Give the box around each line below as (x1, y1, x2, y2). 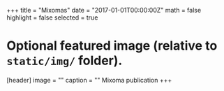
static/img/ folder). (6, 52, 123, 69)
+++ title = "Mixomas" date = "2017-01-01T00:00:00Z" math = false (6, 6, 202, 14)
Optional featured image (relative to (6, 38, 218, 54)
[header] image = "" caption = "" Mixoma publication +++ (6, 76, 172, 84)
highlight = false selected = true (6, 13, 98, 22)
